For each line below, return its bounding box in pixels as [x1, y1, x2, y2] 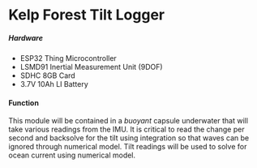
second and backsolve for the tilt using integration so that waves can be [8, 133, 250, 143]
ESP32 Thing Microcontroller [19, 54, 118, 63]
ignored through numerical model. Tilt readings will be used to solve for [8, 142, 247, 152]
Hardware [8, 32, 43, 42]
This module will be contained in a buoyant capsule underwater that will [8, 116, 249, 126]
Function [8, 97, 39, 107]
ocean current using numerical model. [8, 150, 136, 160]
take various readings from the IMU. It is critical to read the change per [8, 124, 245, 135]
